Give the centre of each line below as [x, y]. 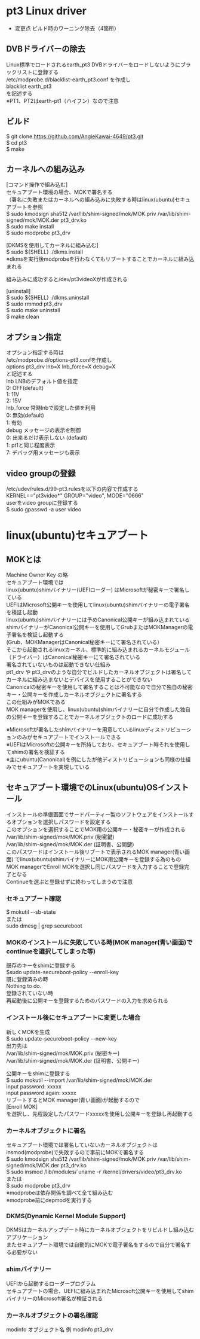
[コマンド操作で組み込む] [37, 185]
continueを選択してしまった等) [51, 951]
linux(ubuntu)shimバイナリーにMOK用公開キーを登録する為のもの [101, 859]
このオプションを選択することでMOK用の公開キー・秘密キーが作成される [96, 829]
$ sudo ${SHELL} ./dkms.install [45, 252]
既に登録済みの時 [27, 980]
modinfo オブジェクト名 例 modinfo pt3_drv [60, 1329]
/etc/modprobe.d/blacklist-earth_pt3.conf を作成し [69, 80]
